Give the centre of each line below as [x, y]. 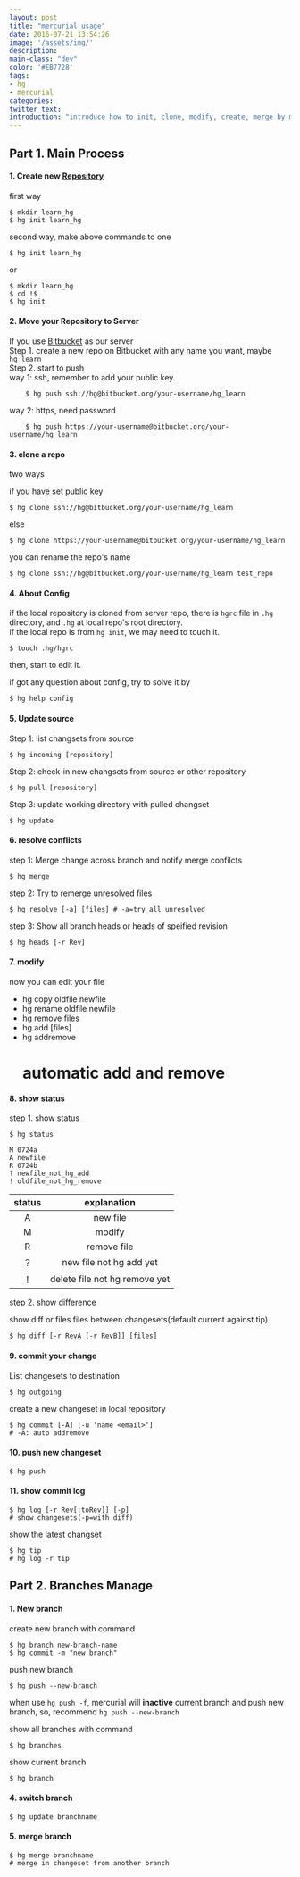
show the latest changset [56, 1534]
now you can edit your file [57, 981]
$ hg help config [42, 699]
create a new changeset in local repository [88, 1408]
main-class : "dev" [43, 59]
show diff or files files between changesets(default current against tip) [139, 1320]
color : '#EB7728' [42, 68]
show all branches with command [71, 1729]
